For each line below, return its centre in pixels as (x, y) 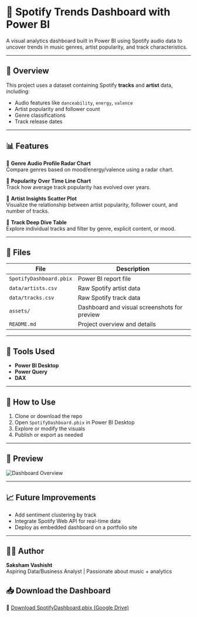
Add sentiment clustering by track (55, 515)
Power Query (31, 372)
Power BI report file (104, 279)
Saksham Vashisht (29, 565)
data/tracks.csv (32, 298)
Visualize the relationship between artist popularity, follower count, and (92, 204)
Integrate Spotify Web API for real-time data (68, 521)
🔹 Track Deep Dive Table (37, 222)
